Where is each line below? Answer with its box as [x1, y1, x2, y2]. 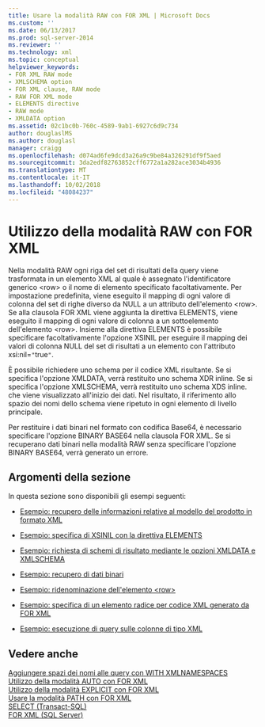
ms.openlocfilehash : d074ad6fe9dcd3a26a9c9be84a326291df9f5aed [8, 151, 221, 159]
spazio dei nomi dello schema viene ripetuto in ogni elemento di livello [8, 398, 237, 408]
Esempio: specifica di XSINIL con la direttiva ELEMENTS [19, 531, 203, 540]
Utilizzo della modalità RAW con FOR [8, 223, 253, 240]
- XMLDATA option [8, 115, 66, 123]
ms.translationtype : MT [8, 166, 87, 174]
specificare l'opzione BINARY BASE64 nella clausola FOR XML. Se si [8, 431, 231, 440]
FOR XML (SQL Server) [8, 710, 84, 720]
